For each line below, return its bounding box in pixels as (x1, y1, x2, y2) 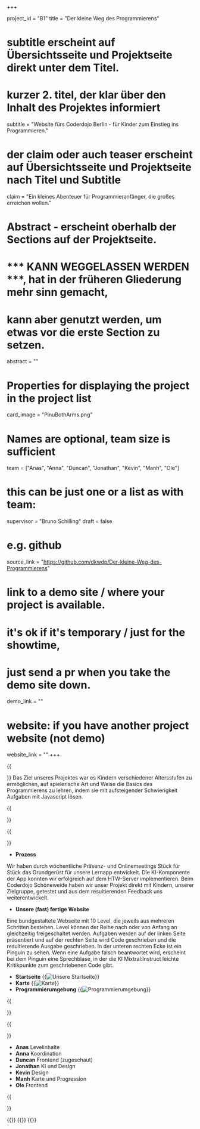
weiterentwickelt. (7, 894, 49, 901)
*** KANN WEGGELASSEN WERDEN (7, 260, 190, 274)
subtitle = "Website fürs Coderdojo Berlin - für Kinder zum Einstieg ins (7, 120, 179, 128)
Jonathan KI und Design (15, 1063, 76, 1070)
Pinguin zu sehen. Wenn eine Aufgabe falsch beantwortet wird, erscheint (7, 949, 186, 956)
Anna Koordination (15, 1050, 62, 1057)
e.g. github (7, 539, 62, 552)
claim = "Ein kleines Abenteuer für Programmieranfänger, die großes (7, 193, 175, 200)
